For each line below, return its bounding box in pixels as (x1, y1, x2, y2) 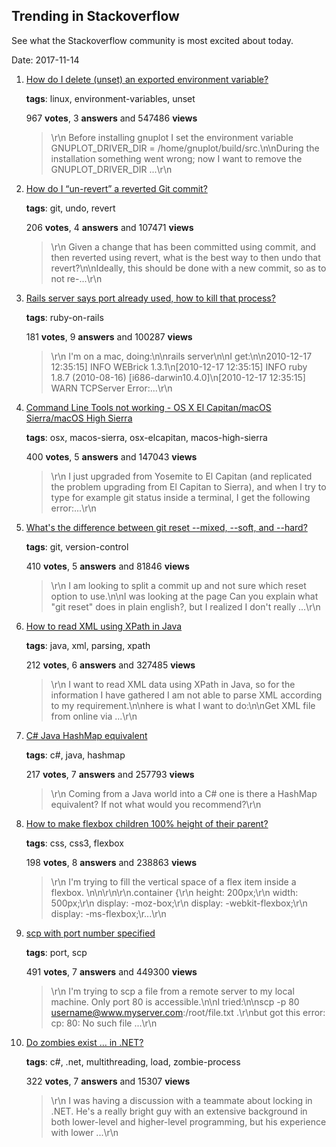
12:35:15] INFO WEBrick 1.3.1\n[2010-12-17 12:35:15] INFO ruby (50, 360, 308, 373)
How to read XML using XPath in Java (25, 620, 183, 632)
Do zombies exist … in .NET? (25, 1036, 144, 1048)
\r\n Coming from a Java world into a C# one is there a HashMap (50, 787, 318, 799)
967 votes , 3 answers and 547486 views (25, 112, 198, 124)
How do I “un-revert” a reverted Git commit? (25, 182, 208, 194)
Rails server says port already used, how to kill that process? (25, 292, 276, 304)
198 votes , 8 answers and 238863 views (25, 856, 197, 868)
